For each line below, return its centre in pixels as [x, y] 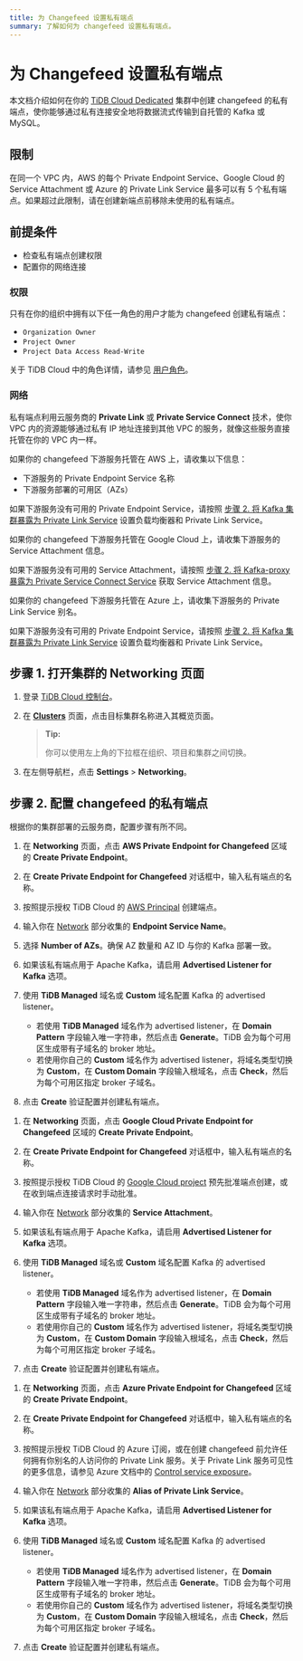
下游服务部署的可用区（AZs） [77, 489]
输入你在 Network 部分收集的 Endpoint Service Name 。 [127, 926]
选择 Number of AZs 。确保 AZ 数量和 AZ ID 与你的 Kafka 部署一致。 [149, 946]
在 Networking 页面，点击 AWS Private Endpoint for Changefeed [146, 846]
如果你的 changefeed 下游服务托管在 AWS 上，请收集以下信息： [128, 459]
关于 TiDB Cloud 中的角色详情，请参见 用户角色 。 [101, 370]
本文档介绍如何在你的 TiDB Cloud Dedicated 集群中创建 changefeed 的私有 [149, 100]
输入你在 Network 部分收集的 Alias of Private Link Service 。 [135, 1491]
